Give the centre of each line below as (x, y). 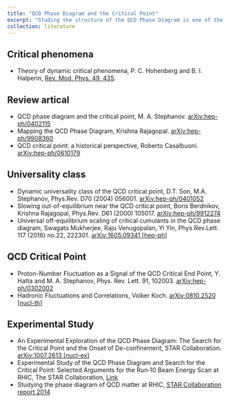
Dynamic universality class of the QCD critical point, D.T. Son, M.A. (112, 191)
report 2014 (34, 392)
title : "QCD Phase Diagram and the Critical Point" (83, 13)
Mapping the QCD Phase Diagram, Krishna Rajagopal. (93, 131)
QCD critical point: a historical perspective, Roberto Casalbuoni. (107, 146)
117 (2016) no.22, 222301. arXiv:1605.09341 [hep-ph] (92, 235)
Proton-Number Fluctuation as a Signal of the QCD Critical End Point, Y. (118, 273)
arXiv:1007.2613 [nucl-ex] (53, 355)
